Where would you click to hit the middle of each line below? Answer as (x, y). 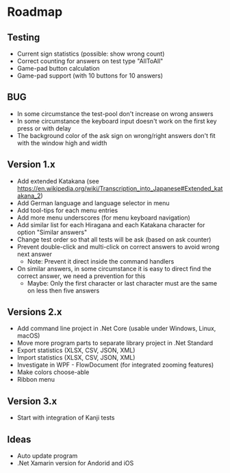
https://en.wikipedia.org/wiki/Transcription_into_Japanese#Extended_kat (120, 188)
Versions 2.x (35, 312)
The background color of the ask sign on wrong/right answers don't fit (116, 135)
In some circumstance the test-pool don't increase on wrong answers (115, 113)
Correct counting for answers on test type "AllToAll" (90, 61)
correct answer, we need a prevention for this (81, 276)
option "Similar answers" (52, 232)
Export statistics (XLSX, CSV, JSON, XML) (76, 350)
